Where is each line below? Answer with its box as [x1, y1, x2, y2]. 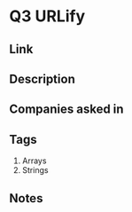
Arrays [21, 155, 47, 166]
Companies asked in [9, 102, 124, 117]
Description [9, 71, 75, 86]
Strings [21, 165, 49, 176]
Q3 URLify [9, 6, 86, 27]
